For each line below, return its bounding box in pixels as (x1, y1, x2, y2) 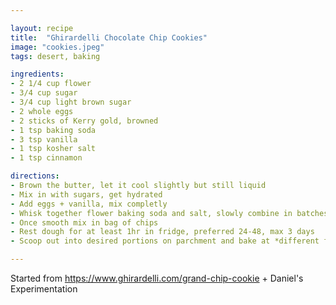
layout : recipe (10, 23, 74, 33)
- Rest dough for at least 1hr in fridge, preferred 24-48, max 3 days (10, 227, 315, 237)
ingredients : (10, 69, 65, 80)
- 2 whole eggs (10, 106, 74, 116)
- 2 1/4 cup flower (10, 79, 92, 89)
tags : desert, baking (10, 51, 101, 61)
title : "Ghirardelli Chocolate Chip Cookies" (10, 32, 208, 43)
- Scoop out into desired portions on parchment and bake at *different (10, 236, 320, 246)
